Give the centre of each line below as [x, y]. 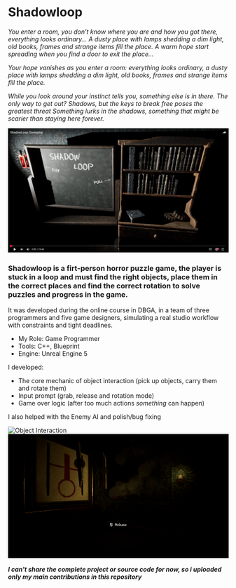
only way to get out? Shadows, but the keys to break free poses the [106, 103]
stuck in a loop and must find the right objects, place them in [113, 277]
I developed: [26, 367]
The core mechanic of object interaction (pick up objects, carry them [118, 380]
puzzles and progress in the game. [68, 295]
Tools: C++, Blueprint [49, 346]
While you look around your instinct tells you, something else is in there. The [118, 96]
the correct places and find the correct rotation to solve [104, 286]
